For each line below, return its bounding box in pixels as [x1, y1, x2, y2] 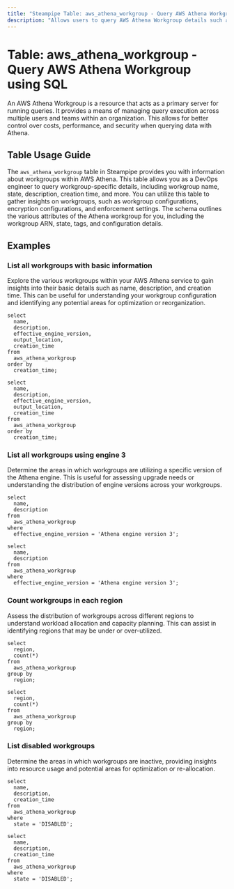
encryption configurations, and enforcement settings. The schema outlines [7, 205, 222, 213]
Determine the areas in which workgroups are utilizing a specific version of [7, 466, 223, 474]
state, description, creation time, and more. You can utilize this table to [7, 190, 210, 199]
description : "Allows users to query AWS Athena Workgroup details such [7, 17, 223, 24]
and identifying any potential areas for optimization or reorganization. [7, 298, 206, 307]
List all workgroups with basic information [7, 261, 153, 270]
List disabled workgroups [7, 741, 95, 751]
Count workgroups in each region [7, 596, 123, 605]
